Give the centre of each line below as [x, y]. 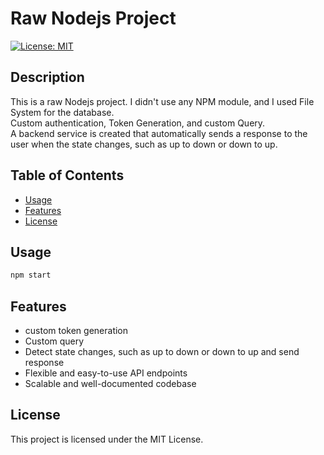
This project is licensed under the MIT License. [107, 439]
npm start [31, 275]
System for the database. [62, 112]
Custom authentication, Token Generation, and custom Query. [138, 123]
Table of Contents [67, 175]
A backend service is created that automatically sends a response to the [159, 133]
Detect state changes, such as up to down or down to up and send [162, 352]
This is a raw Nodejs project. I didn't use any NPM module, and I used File [162, 101]
